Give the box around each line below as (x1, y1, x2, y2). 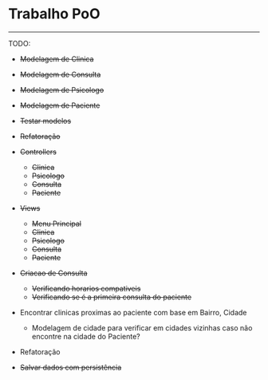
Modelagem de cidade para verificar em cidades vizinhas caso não (31, 323, 253, 332)
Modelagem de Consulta (19, 69, 101, 79)
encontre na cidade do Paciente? (31, 331, 141, 341)
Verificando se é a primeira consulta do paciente (31, 292, 192, 302)
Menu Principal (31, 219, 82, 228)
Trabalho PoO (8, 5, 101, 23)
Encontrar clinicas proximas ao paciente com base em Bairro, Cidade (19, 307, 247, 317)
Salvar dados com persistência (19, 362, 122, 372)
